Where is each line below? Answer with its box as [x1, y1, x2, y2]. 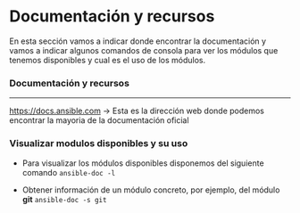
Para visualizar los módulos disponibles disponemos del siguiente [21, 158, 265, 168]
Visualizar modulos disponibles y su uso [9, 137, 188, 150]
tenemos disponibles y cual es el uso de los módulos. [9, 54, 206, 65]
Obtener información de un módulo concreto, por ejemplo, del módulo [21, 184, 280, 195]
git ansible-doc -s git [21, 193, 107, 204]
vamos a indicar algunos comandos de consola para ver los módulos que [9, 45, 279, 55]
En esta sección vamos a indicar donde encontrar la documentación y [9, 36, 266, 46]
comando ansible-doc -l [21, 167, 116, 177]
